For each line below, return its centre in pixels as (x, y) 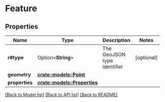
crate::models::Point (61, 75)
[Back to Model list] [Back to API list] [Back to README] (61, 95)
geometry (19, 75)
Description (116, 40)
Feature (21, 9)
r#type (16, 58)
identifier (113, 67)
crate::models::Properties (68, 82)
